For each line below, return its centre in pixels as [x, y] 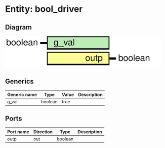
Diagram [19, 27]
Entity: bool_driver [44, 9]
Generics [20, 81]
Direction [43, 132]
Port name [18, 132]
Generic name [22, 94]
